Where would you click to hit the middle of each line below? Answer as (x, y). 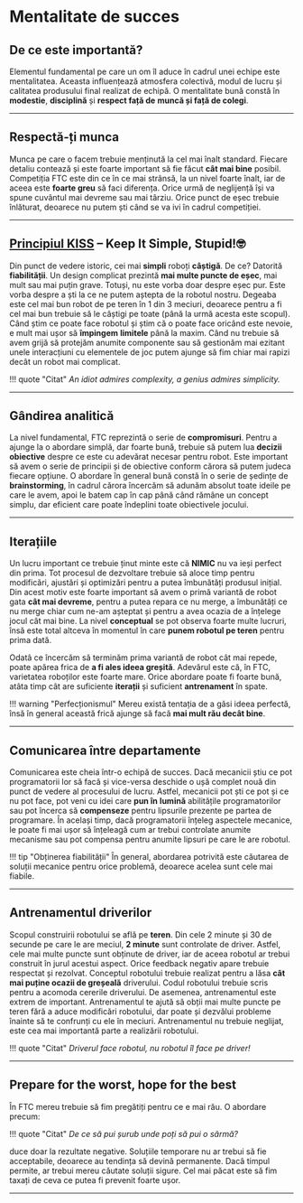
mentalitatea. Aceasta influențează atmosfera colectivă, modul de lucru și (146, 81)
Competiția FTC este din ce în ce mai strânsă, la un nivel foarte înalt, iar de (147, 178)
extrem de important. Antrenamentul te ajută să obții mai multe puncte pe (145, 1002)
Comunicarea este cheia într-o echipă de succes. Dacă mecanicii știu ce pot (151, 772)
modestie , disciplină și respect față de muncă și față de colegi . (129, 100)
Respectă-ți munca (64, 137)
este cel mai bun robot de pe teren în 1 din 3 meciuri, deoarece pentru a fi (146, 303)
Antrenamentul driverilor (81, 913)
